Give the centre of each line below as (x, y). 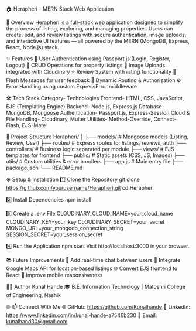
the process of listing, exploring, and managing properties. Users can (90, 28)
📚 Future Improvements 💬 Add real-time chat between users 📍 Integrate (93, 260)
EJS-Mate (34, 125)
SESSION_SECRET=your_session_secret (54, 234)
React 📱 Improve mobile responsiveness (54, 275)
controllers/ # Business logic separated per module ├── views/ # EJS (90, 149)
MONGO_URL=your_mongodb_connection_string (65, 228)
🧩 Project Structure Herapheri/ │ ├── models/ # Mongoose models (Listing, (97, 137)
